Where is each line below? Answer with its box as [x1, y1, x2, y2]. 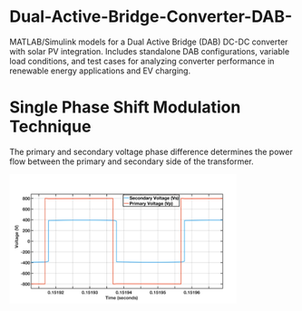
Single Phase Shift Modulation [9, 97, 241, 118]
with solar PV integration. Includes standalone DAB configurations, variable [9, 45, 290, 56]
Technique [9, 116, 92, 137]
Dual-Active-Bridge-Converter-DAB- [9, 6, 293, 27]
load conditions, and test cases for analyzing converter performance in [9, 55, 275, 66]
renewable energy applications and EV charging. [9, 65, 191, 76]
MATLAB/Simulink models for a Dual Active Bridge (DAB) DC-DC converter [9, 36, 288, 47]
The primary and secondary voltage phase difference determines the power [9, 146, 293, 157]
